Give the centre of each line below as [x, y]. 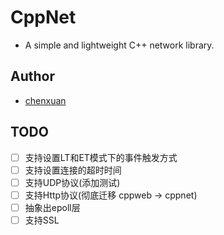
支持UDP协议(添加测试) [72, 182]
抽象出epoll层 [52, 207]
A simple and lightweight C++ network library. [119, 45]
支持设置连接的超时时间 [73, 170]
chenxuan [45, 100]
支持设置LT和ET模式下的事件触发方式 [101, 157]
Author [32, 76]
